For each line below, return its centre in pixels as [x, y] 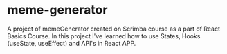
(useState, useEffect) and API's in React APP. [72, 43]
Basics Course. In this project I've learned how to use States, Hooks [104, 36]
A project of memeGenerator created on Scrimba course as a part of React [113, 29]
